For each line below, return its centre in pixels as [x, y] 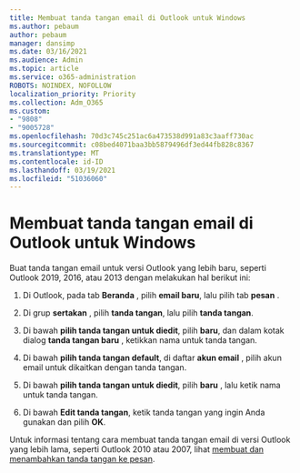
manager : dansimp [42, 43]
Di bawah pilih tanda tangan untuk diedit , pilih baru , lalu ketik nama [151, 385]
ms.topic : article [44, 69]
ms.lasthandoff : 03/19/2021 [63, 170]
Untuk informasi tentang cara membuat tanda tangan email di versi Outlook [150, 440]
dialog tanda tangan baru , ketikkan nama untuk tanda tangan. [140, 340]
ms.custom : [30, 111]
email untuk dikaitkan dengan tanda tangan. [105, 367]
